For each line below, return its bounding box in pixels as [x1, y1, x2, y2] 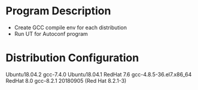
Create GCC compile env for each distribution [14, 24, 127, 31]
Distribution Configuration [5, 51, 139, 65]
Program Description [5, 4, 111, 18]
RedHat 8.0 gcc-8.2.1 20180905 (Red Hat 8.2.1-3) [5, 77, 127, 84]
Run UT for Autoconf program [14, 30, 88, 37]
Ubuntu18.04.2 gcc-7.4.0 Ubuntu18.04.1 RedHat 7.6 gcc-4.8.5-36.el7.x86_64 [5, 70, 192, 78]
